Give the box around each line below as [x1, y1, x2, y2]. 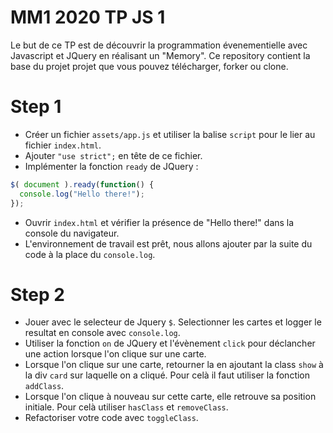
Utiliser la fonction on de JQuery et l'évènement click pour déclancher [24, 337, 316, 350]
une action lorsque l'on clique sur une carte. [24, 348, 207, 360]
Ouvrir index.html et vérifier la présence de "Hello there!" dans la [24, 216, 295, 228]
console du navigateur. [24, 227, 120, 239]
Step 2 [10, 283, 65, 306]
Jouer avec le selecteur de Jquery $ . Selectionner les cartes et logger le [24, 316, 322, 328]
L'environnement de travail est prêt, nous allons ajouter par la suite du [24, 237, 313, 250]
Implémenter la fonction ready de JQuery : [24, 160, 199, 172]
